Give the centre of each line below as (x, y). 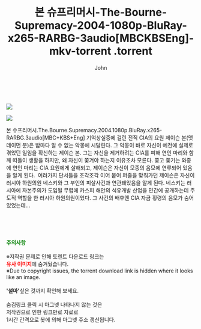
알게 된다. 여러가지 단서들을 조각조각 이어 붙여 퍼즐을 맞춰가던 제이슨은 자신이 (103, 175)
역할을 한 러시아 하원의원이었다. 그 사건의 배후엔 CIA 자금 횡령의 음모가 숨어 (105, 198)
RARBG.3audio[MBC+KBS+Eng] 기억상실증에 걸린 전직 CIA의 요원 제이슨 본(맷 (100, 137)
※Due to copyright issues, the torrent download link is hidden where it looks (100, 271)
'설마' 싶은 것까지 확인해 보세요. (43, 291)
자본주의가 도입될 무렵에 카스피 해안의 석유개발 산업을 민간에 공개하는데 (105, 190)
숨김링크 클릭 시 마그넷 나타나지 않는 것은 (54, 304)
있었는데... (18, 205)
